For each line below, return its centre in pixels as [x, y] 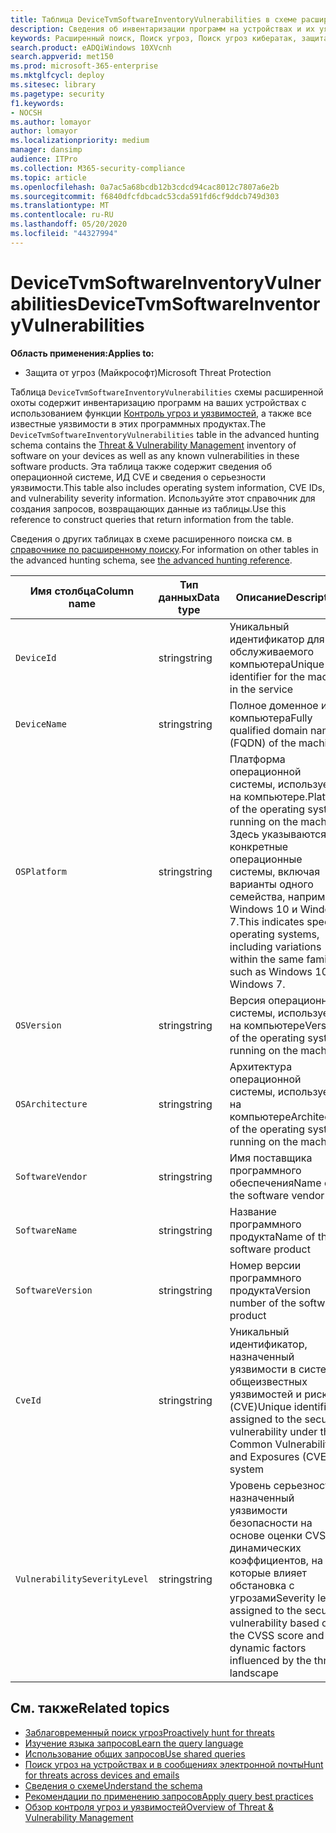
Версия [247, 1000]
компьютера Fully [271, 718]
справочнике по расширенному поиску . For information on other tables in [164, 549]
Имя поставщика [271, 1158]
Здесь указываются [278, 834]
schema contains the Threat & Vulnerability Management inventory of [153, 445]
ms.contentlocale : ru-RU [62, 215]
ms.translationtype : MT [60, 206]
